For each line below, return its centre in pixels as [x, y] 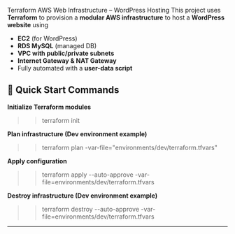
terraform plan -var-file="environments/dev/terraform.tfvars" [130, 147]
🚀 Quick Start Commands [63, 90]
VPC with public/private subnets [66, 53]
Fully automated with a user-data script [75, 68]
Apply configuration [37, 161]
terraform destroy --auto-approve [91, 209]
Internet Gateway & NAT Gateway [67, 61]
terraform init [61, 120]
